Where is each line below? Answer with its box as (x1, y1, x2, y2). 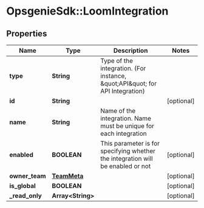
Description (113, 47, 148, 55)
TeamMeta (52, 172, 84, 180)
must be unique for (100, 122, 155, 130)
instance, (100, 72, 126, 80)
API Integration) (100, 87, 145, 95)
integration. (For (100, 64, 146, 72)
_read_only (9, 192, 42, 200)
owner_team (9, 172, 47, 180)
